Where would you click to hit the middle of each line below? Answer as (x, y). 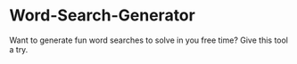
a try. (19, 49)
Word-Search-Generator (103, 16)
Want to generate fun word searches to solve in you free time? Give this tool (148, 40)
